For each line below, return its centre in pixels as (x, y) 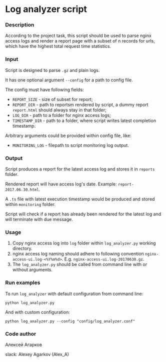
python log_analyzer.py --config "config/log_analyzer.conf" (70, 321)
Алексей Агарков (24, 344)
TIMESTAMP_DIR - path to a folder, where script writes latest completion (84, 120)
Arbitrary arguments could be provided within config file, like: (68, 135)
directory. (22, 248)
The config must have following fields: (44, 89)
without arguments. (32, 270)
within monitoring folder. (30, 204)
